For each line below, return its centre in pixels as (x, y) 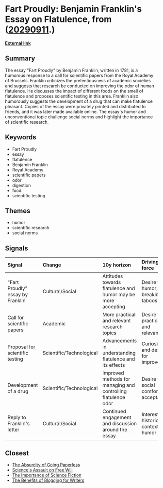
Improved (114, 373)
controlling (115, 392)
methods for (116, 379)
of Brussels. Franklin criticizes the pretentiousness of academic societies (78, 80)
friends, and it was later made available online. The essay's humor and (75, 112)
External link (18, 43)
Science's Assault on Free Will (42, 470)
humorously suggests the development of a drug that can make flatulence (79, 101)
